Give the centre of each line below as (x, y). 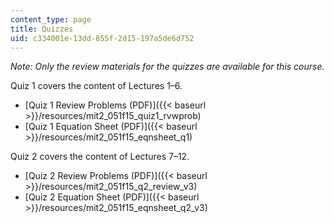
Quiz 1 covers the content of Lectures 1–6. (96, 86)
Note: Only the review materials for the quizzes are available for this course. (167, 67)
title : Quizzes (42, 29)
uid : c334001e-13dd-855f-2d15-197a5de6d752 (102, 38)
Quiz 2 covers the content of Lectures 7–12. (100, 157)
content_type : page (51, 19)
